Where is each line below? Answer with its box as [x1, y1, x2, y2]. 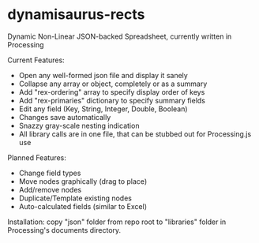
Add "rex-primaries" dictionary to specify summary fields [18, 95, 206, 105]
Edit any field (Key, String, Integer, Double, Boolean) [18, 104, 188, 114]
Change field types [18, 168, 81, 178]
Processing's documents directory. [7, 225, 122, 234]
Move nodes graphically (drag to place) [18, 176, 148, 186]
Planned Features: [7, 152, 66, 163]
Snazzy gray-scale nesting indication [18, 121, 140, 130]
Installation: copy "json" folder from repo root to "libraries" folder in [7, 217, 227, 226]
